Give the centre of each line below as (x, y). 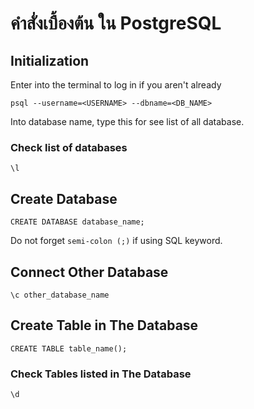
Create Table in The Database (104, 325)
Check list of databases (69, 147)
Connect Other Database (89, 272)
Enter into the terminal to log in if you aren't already (116, 85)
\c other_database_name (60, 295)
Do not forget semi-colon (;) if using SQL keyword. (116, 241)
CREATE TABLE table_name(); (69, 348)
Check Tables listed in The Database (101, 374)
